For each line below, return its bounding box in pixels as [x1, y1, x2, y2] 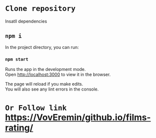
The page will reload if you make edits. [5, 81, 83, 87]
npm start [5, 56, 28, 62]
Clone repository [5, 4, 76, 13]
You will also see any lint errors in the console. [5, 86, 99, 92]
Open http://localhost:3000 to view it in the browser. [5, 71, 111, 77]
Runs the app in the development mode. [5, 67, 86, 72]
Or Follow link [5, 103, 67, 113]
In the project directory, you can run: [5, 44, 79, 50]
